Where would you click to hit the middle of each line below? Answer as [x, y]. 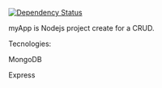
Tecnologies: [30, 44]
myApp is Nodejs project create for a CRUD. [81, 28]
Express [22, 75]
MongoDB [25, 59]
